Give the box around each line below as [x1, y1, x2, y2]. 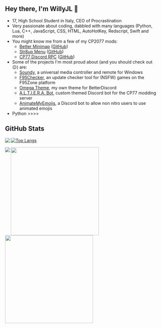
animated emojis [19, 105, 52, 111]
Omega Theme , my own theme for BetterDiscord [19, 84, 117, 90]
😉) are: [12, 64, 28, 70]
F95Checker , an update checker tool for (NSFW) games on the [19, 74, 145, 80]
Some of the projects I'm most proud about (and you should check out [12, 59, 153, 65]
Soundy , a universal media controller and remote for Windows [19, 69, 143, 75]
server [19, 95, 32, 101]
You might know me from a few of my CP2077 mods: [12, 38, 118, 44]
